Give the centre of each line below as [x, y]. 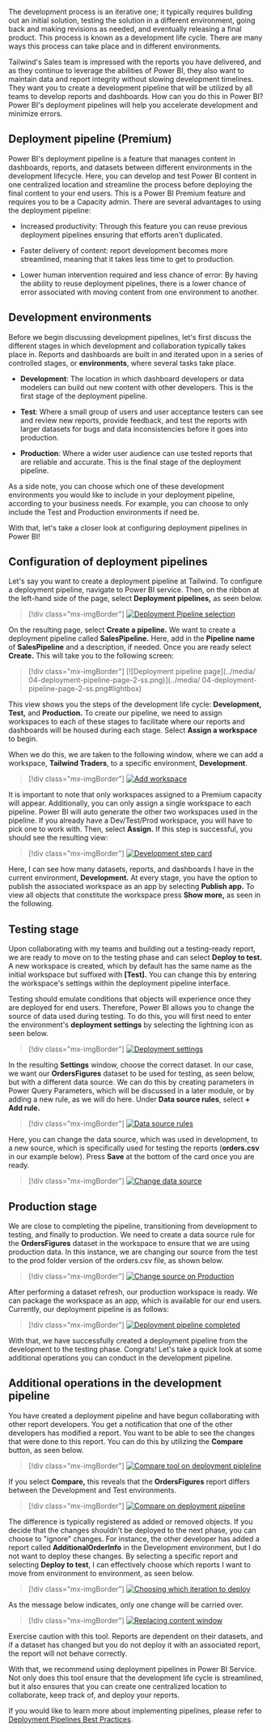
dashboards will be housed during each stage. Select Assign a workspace [133, 730]
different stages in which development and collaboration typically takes [127, 346]
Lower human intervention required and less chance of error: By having [139, 274]
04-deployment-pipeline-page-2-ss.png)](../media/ [114, 680]
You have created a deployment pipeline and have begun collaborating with [134, 1416]
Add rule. [24, 1108]
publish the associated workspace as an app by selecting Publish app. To [131, 887]
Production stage [53, 1207]
